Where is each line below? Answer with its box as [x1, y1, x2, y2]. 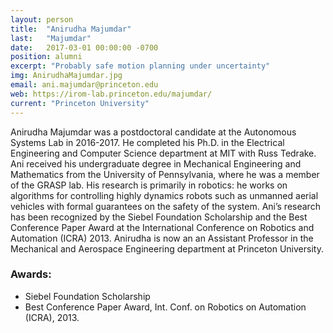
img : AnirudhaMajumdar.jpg [10, 71, 123, 81]
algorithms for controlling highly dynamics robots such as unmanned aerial [10, 189, 319, 201]
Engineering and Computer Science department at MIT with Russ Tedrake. [10, 147, 317, 159]
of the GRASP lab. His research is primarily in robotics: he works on [10, 179, 288, 191]
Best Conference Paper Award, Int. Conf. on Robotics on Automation [24, 301, 307, 313]
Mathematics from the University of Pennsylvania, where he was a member [10, 168, 320, 180]
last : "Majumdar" [10, 33, 92, 43]
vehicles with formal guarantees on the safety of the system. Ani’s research [10, 200, 321, 212]
